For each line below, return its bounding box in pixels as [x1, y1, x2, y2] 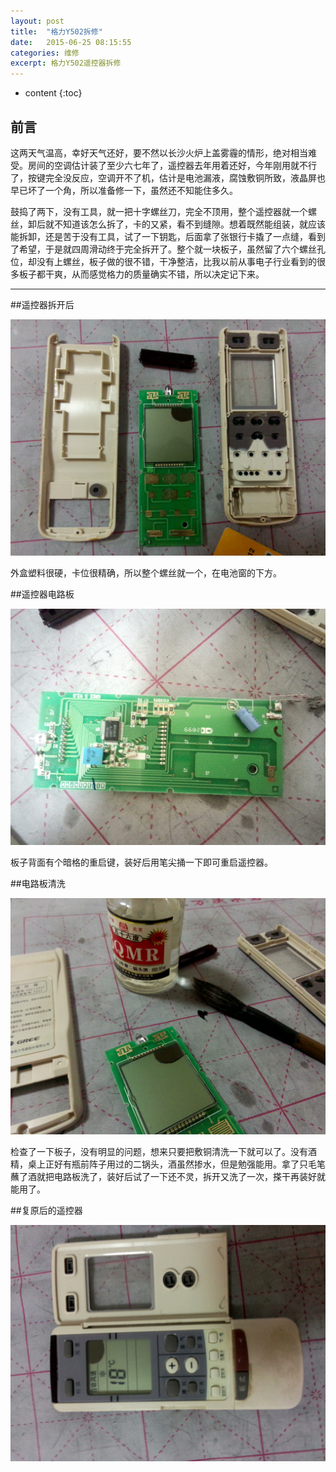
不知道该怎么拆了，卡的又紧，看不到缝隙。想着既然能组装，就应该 [53, 218, 326, 230]
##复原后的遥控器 [10, 1204, 83, 1216]
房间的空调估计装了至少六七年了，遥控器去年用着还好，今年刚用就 [27, 159, 300, 171]
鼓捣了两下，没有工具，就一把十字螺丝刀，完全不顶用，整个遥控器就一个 [10, 205, 308, 217]
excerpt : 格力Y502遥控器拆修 [10, 58, 122, 69]
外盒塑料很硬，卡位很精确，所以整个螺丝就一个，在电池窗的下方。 [10, 566, 282, 579]
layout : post [10, 16, 65, 26]
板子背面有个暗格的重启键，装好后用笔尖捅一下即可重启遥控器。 [10, 856, 273, 868]
